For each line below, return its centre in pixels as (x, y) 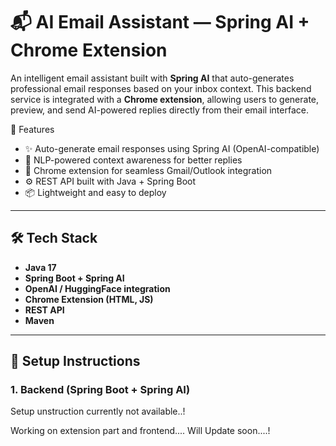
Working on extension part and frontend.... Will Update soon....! (140, 431)
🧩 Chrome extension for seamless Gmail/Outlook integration (148, 170)
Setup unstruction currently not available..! (98, 411)
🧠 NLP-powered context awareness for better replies (133, 160)
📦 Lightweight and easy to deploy (95, 192)
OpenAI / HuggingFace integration (97, 288)
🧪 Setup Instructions (75, 361)
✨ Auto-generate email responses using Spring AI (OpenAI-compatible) (172, 148)
